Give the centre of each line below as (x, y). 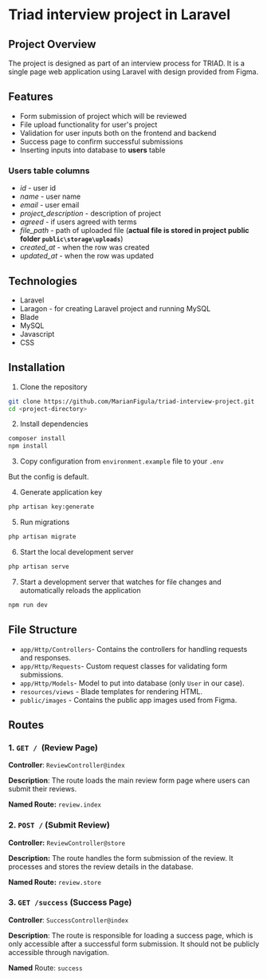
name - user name (50, 196)
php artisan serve (39, 566)
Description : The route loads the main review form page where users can (129, 780)
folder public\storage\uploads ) (71, 239)
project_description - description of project (90, 214)
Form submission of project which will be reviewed (103, 116)
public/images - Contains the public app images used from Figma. (128, 700)
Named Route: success (45, 968)
